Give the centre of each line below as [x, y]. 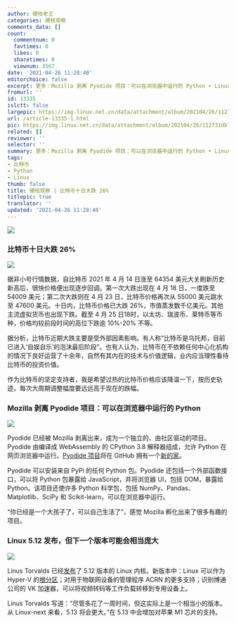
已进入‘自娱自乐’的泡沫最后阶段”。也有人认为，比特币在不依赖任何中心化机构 [118, 347]
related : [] [25, 132]
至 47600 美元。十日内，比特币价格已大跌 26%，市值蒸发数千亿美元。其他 [115, 306]
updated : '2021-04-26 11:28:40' [54, 210]
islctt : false [28, 106]
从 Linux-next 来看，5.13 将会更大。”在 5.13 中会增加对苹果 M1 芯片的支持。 [114, 612]
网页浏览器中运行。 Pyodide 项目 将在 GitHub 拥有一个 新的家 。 [97, 455]
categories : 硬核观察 [37, 20]
